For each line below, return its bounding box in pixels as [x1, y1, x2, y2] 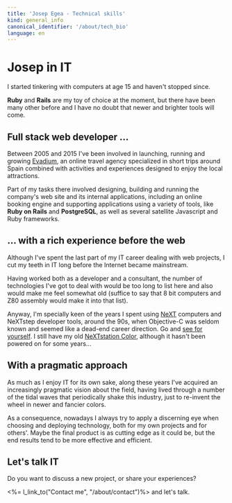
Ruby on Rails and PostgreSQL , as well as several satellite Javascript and [7, 207, 218, 216]
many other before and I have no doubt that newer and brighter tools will [7, 104, 215, 112]
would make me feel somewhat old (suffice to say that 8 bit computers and [7, 289, 221, 297]
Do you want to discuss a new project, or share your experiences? [7, 474, 197, 483]
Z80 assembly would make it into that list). [7, 296, 129, 305]
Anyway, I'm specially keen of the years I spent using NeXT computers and [7, 310, 222, 318]
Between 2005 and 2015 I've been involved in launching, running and [7, 150, 206, 157]
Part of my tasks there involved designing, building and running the [7, 185, 199, 193]
